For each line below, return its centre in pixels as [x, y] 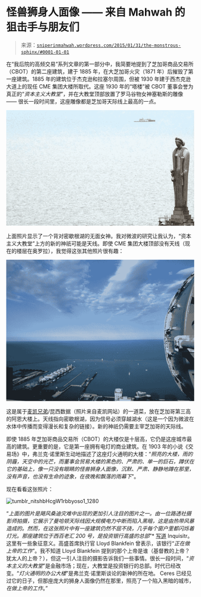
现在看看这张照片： [30, 489]
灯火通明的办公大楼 [43, 573]
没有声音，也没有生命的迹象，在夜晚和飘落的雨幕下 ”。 [73, 477]
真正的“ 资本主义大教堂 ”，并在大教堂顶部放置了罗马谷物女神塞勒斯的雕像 [95, 94]
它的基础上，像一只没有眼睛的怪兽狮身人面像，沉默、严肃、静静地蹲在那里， [100, 469]
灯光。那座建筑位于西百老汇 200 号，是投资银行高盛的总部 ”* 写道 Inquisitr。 [100, 536]
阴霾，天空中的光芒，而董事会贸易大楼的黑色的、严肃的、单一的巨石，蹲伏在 [100, 462]
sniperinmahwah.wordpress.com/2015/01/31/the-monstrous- [109, 45]
